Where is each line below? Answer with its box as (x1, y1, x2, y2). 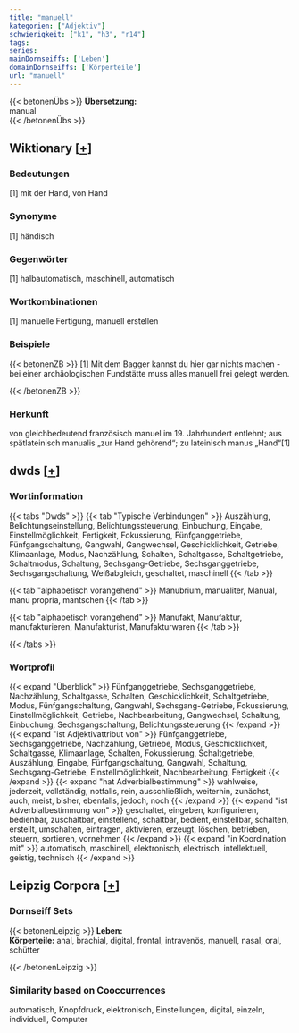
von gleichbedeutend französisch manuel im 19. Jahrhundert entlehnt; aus (9, 428, 283, 438)
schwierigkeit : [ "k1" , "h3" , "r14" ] (9, 30, 145, 38)
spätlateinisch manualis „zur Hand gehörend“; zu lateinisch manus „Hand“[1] (9, 437, 291, 448)
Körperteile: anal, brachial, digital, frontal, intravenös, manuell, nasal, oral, (9, 935, 282, 945)
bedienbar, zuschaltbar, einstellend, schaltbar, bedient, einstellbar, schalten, (9, 814, 289, 825)
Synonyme (9, 210, 58, 223)
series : (9, 47, 38, 55)
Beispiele (9, 338, 51, 351)
